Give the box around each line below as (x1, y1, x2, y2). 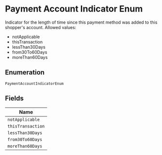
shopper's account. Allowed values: (5, 24, 76, 30)
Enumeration (5, 69, 45, 77)
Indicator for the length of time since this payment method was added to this (5, 19, 158, 25)
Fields (5, 94, 24, 102)
